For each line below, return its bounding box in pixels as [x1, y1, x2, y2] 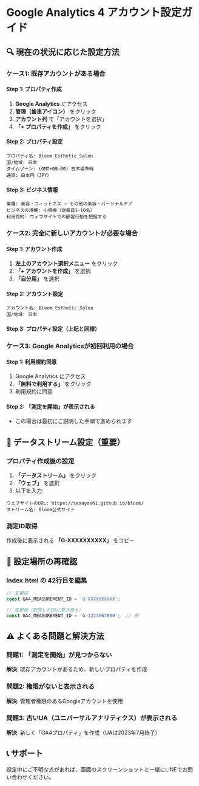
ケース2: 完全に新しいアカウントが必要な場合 [6, 229, 138, 238]
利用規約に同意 [15, 388, 53, 395]
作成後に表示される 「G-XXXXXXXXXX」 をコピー [6, 537, 135, 544]
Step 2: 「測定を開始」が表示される [6, 402, 95, 410]
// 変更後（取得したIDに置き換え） [6, 607, 84, 613]
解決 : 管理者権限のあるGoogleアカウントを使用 [6, 697, 123, 705]
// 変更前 [6, 590, 29, 596]
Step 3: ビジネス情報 [6, 186, 58, 193]
